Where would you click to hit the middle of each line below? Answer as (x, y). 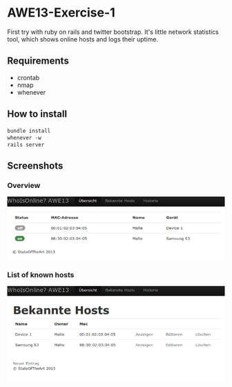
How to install (37, 114)
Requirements (38, 61)
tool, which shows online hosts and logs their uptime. (83, 39)
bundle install (29, 131)
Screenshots (35, 166)
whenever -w (24, 138)
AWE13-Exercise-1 (61, 13)
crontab (28, 77)
